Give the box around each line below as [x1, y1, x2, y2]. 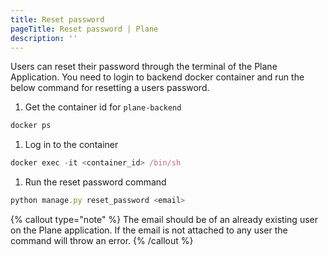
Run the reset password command [24, 176, 167, 188]
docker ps [10, 121, 52, 131]
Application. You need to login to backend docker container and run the [10, 71, 305, 83]
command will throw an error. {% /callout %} [10, 235, 194, 246]
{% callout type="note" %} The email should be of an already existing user [10, 214, 318, 225]
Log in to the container [24, 139, 119, 151]
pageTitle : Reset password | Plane [10, 24, 159, 34]
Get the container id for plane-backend [24, 101, 182, 113]
